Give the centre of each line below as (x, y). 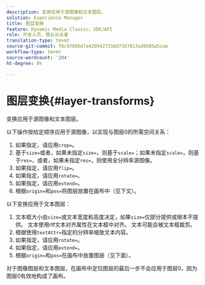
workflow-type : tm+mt (34, 52)
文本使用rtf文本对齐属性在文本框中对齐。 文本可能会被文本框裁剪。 (111, 225)
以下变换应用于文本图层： (39, 204)
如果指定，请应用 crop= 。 (46, 145)
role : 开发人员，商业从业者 (37, 35)
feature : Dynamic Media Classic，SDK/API (59, 29)
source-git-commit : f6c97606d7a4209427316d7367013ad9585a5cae (87, 47)
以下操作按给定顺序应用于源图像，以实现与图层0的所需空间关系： (88, 132)
